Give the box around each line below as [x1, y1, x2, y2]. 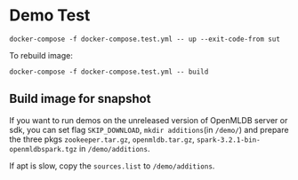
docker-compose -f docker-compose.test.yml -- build [9, 67, 209, 76]
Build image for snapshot [9, 91, 151, 106]
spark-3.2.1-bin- [196, 135, 261, 145]
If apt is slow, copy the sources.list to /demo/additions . [9, 160, 215, 171]
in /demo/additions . [78, 143, 150, 153]
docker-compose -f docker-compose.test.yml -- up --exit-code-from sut [9, 35, 280, 43]
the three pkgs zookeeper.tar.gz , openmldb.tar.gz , [9, 134, 195, 145]
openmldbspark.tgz [9, 145, 77, 153]
